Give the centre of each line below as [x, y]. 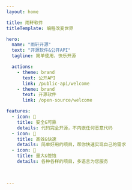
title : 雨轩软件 [25, 23]
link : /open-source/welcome [57, 100]
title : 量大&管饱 [37, 156]
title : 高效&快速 [37, 139]
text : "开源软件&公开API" [41, 51]
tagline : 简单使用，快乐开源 [44, 56]
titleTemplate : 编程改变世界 [40, 28]
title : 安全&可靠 [37, 122]
